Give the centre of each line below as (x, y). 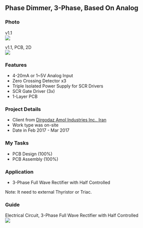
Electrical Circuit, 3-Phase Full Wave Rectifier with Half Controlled (72, 215)
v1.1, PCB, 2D (18, 47)
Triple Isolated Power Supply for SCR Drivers (58, 86)
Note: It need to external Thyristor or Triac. (49, 192)
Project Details (23, 109)
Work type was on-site (35, 125)
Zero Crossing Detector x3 (39, 81)
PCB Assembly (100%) (35, 159)
